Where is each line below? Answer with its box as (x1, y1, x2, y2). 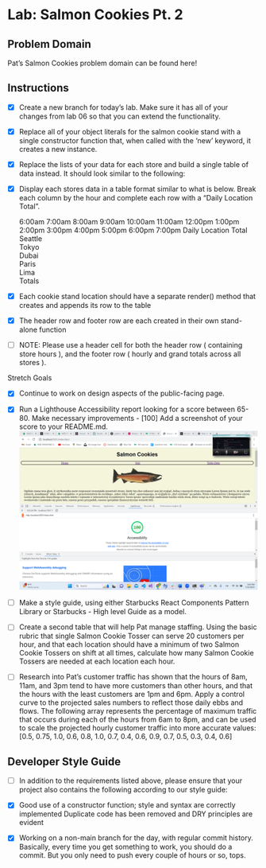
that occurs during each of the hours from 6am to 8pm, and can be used (18, 714, 256, 725)
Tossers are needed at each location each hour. (18, 656, 175, 666)
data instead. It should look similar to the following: (18, 169, 186, 178)
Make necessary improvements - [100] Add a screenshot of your (31, 414, 244, 423)
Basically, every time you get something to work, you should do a (18, 842, 233, 852)
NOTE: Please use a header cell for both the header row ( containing (18, 341, 243, 350)
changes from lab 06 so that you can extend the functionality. (18, 111, 221, 121)
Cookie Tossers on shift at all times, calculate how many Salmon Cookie (18, 648, 255, 658)
